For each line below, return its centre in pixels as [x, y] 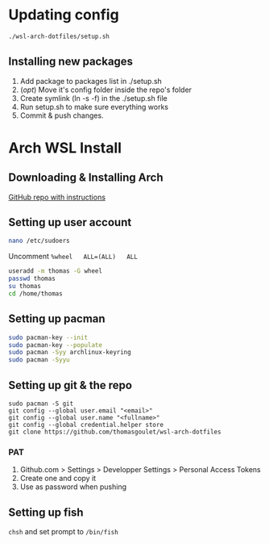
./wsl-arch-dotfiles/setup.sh [59, 36]
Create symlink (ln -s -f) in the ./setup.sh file [93, 98]
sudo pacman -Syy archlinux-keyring [70, 353]
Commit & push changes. [62, 115]
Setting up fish [46, 512]
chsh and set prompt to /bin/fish [63, 532]
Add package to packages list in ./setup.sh [91, 81]
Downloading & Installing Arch [86, 178]
